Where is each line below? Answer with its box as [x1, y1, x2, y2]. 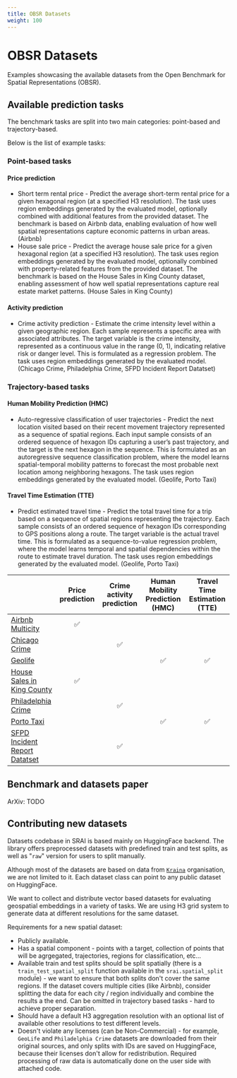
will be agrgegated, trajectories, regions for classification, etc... [17, 951, 202, 960]
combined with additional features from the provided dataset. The [17, 212, 209, 221]
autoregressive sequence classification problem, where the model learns [17, 452, 229, 461]
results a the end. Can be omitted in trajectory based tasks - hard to [17, 996, 215, 1004]
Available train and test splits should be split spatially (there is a [17, 959, 202, 967]
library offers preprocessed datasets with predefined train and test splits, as [7, 844, 228, 853]
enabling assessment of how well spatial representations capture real [17, 280, 219, 288]
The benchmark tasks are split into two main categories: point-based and [7, 117, 221, 126]
